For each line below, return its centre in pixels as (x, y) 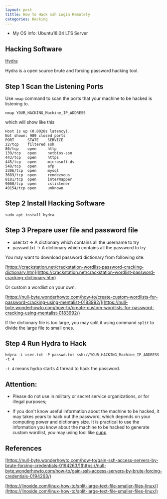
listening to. (17, 104)
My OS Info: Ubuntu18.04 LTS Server (50, 33)
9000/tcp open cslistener (38, 184)
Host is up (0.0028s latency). (38, 131)
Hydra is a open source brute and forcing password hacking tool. (72, 71)
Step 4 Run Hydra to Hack (46, 343)
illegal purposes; (29, 402)
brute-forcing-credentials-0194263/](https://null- (56, 466)
